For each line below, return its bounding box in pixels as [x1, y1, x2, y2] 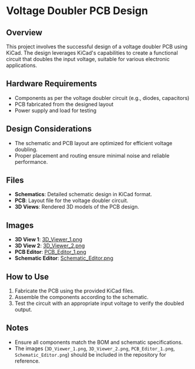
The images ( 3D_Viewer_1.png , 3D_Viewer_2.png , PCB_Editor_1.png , [14, 345, 175, 352]
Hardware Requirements [6, 79, 97, 89]
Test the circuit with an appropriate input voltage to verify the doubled [14, 300, 184, 307]
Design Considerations [6, 124, 92, 134]
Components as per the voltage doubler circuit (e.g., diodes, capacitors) [14, 94, 190, 101]
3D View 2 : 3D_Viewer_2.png [14, 242, 85, 249]
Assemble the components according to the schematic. [14, 294, 149, 301]
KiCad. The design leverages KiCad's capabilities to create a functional [6, 49, 178, 56]
